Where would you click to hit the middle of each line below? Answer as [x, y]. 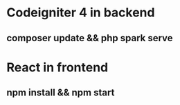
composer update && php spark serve [90, 38]
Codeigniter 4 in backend [81, 13]
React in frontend [57, 67]
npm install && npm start [61, 93]
